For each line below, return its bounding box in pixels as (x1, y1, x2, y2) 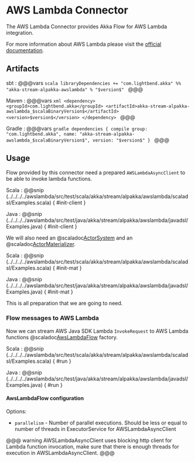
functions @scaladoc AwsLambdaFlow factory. (6, 333, 118, 340)
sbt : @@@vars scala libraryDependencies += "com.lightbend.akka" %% (6, 79, 182, 86)
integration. (6, 29, 34, 36)
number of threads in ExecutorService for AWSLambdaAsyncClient (14, 426, 177, 433)
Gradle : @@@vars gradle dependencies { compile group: (6, 124, 148, 132)
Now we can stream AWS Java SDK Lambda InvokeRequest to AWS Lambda (6, 327, 189, 335)
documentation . (6, 46, 45, 53)
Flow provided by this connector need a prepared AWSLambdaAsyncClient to (6, 168, 186, 176)
